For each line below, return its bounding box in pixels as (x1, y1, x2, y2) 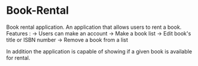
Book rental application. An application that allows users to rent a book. (6, 23, 182, 31)
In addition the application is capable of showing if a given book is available (6, 47, 193, 55)
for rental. (6, 54, 31, 61)
